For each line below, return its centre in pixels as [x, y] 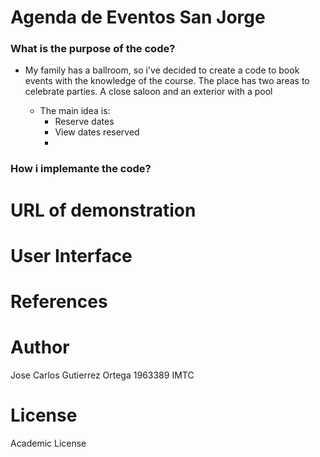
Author [40, 347]
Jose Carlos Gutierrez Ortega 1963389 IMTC [102, 375]
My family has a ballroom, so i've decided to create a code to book [162, 70]
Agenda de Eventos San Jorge [138, 17]
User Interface [71, 255]
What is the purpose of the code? [93, 49]
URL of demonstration [103, 210]
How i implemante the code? [81, 169]
